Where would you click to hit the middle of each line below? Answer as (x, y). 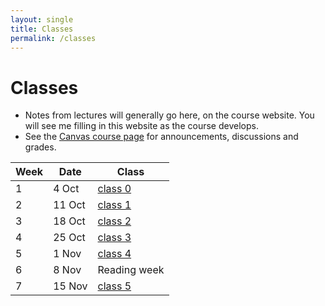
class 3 (114, 238)
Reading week (131, 270)
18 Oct (69, 221)
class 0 (114, 189)
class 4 (114, 254)
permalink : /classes (53, 38)
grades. (40, 147)
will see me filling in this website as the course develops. (141, 126)
